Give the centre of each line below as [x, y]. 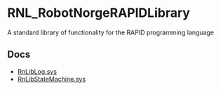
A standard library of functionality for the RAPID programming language [110, 32]
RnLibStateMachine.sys [52, 79]
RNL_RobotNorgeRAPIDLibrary [99, 13]
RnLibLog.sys [37, 71]
